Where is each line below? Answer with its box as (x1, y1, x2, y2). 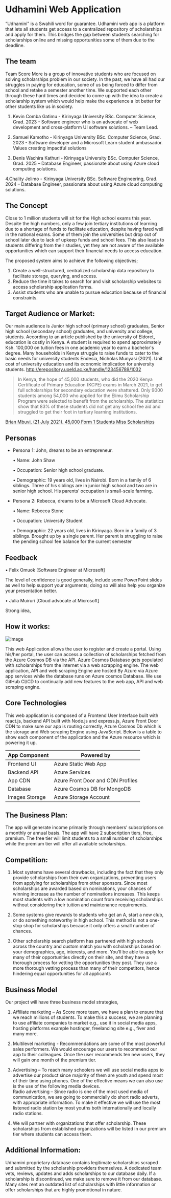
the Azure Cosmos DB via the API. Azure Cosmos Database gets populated (5, 657, 163, 663)
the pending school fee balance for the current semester (12, 538, 132, 544)
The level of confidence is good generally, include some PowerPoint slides (5, 577, 162, 583)
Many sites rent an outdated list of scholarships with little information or (5, 1181, 156, 1187)
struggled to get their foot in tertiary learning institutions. (17, 409, 137, 415)
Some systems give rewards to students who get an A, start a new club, (12, 912, 164, 918)
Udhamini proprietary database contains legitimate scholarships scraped (5, 1159, 158, 1165)
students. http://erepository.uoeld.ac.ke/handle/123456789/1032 (5, 366, 141, 373)
